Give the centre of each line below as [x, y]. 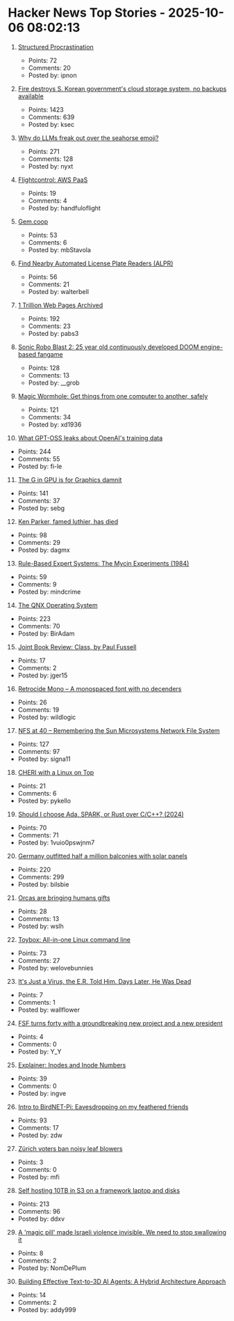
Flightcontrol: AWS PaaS [53, 180]
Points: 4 [31, 1037]
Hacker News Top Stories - [87, 13]
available [31, 96]
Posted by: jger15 [43, 675]
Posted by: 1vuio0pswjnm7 [56, 842]
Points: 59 [32, 577]
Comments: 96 [39, 1211]
